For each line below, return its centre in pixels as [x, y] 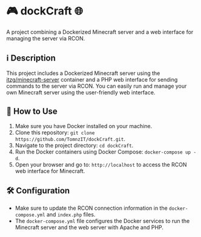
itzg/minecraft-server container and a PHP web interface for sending [92, 79]
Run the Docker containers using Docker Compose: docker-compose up [103, 152]
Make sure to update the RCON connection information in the [91, 208]
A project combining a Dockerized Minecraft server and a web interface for [100, 32]
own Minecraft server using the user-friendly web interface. [81, 92]
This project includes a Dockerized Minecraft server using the [83, 73]
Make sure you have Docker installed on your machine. [84, 126]
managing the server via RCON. [46, 38]
